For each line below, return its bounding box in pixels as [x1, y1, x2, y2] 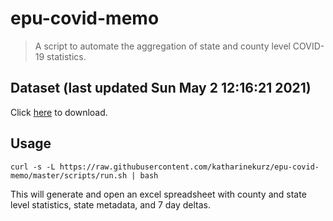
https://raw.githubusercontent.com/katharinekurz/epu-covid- [59, 162, 320, 172]
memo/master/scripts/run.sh [10, 170, 128, 181]
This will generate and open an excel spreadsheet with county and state [10, 188, 307, 200]
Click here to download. [10, 106, 108, 118]
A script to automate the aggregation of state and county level [34, 40, 291, 52]
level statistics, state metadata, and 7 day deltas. [10, 198, 212, 211]
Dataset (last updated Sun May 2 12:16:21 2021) [10, 80, 312, 97]
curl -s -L [10, 162, 56, 172]
